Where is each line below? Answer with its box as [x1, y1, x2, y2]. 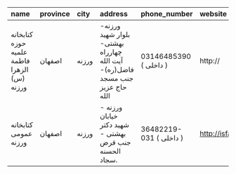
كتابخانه [11, 120, 34, 129]
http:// [199, 56, 220, 65]
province [39, 9, 70, 18]
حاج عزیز [99, 82, 127, 92]
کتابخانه [11, 29, 34, 39]
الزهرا [11, 65, 29, 74]
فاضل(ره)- [99, 65, 135, 74]
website [199, 9, 227, 18]
